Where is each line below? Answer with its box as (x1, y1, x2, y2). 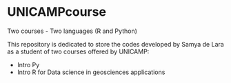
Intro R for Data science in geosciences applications (17, 68, 165, 76)
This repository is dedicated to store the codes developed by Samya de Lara (7, 40, 224, 48)
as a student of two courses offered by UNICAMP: (7, 47, 150, 56)
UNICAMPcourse (7, 4, 107, 20)
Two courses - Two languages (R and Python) (7, 27, 138, 35)
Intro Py (17, 60, 40, 69)
